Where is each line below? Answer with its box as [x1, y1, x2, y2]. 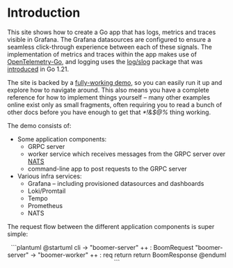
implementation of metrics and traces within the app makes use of [7, 50, 197, 58]
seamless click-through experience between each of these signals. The [7, 42, 212, 51]
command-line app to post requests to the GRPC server [27, 164, 188, 173]
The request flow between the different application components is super [7, 222, 215, 230]
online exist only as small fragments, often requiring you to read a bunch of [7, 100, 223, 109]
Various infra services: [17, 172, 82, 180]
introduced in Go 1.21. [7, 65, 70, 73]
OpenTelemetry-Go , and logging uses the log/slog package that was [7, 57, 203, 65]
